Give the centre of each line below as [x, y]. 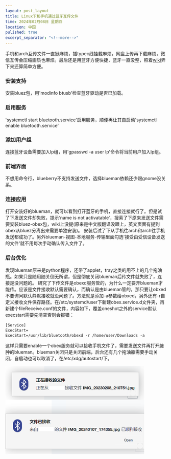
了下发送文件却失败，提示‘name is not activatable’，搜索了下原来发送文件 [82, 218]
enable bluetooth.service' [32, 125]
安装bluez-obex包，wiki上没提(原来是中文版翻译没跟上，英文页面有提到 [84, 224]
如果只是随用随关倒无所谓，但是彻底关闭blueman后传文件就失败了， [86, 276]
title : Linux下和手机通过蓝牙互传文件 [42, 16]
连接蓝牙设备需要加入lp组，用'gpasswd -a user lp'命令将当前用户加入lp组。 [84, 151]
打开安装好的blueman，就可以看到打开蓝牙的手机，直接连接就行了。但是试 [84, 211]
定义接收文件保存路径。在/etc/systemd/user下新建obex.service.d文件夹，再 [85, 302]
